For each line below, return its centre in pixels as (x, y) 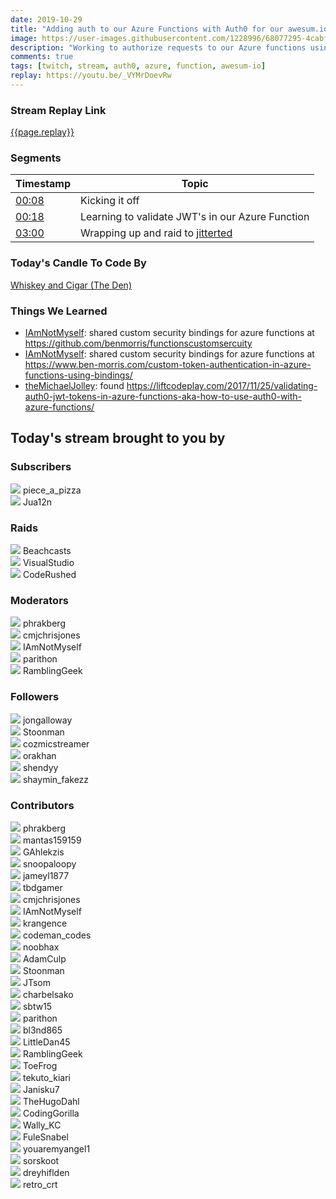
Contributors (42, 805)
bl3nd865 (42, 1030)
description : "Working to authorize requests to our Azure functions (158, 47)
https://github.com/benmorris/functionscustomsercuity (138, 343)
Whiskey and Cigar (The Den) (71, 285)
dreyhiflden (46, 1172)
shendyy (40, 767)
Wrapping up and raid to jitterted (156, 233)
